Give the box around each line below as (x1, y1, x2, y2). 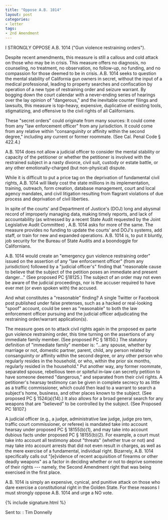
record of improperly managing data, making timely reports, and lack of (5, 211, 153, 217)
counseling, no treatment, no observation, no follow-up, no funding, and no (5, 65, 161, 71)
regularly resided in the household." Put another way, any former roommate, (5, 363, 162, 369)
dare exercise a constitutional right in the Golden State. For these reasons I (5, 484, 159, 490)
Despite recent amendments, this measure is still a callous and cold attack (5, 54, 158, 60)
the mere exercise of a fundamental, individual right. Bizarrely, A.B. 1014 (5, 448, 154, 454)
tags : (5, 26, 17, 31)
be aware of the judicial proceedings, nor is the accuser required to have (5, 280, 155, 285)
